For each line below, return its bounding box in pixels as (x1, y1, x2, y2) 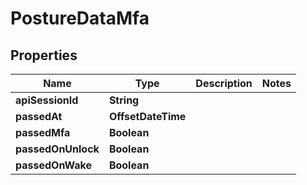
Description (195, 77, 253, 90)
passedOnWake (15, 158, 92, 172)
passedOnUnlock (15, 142, 100, 156)
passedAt (15, 110, 63, 123)
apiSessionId (15, 93, 79, 107)
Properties (10, 47, 78, 64)
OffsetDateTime (108, 110, 187, 123)
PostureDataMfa (10, 7, 150, 30)
